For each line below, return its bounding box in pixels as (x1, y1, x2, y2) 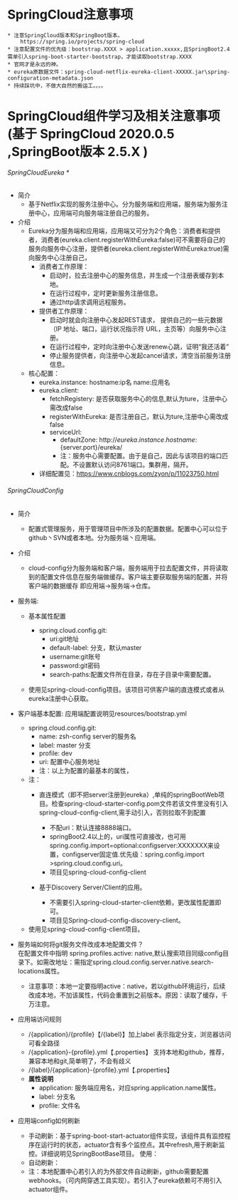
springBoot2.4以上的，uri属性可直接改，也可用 (49, 832, 187, 841)
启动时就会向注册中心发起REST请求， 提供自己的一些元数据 (49, 316, 223, 324)
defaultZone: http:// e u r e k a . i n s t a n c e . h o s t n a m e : (60, 435, 198, 444)
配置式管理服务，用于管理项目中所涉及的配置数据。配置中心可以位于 (28, 524, 228, 533)
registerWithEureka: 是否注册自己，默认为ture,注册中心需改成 (49, 413, 229, 421)
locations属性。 (17, 966, 64, 975)
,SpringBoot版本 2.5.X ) (7, 144, 148, 160)
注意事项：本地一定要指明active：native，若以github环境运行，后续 (28, 981, 226, 990)
